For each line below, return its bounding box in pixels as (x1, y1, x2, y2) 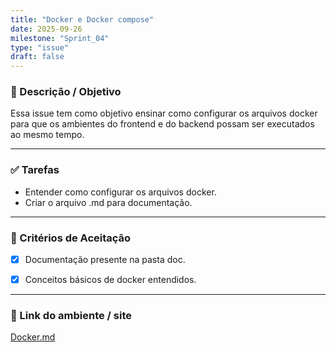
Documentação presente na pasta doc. (24, 254, 186, 266)
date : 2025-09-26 (10, 24, 83, 34)
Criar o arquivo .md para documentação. (24, 196, 193, 208)
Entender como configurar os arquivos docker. (24, 186, 217, 198)
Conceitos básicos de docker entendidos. (24, 274, 197, 286)
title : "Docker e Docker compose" (10, 14, 155, 25)
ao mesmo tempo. (10, 129, 85, 141)
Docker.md (10, 331, 56, 343)
